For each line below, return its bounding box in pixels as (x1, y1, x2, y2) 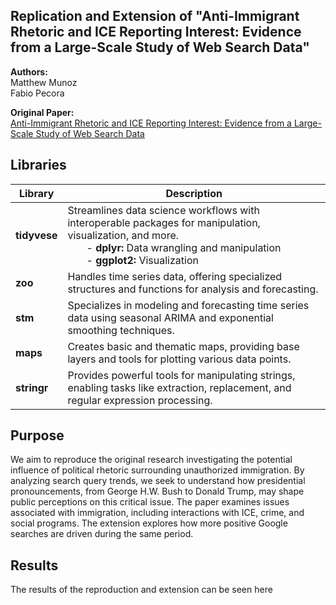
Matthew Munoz (10, 76, 78, 88)
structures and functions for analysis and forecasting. (67, 282, 319, 296)
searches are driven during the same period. (10, 528, 194, 540)
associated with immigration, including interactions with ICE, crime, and (10, 507, 305, 519)
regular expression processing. (67, 393, 213, 407)
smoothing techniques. (67, 323, 175, 337)
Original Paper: (10, 106, 75, 118)
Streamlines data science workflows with (67, 203, 260, 217)
